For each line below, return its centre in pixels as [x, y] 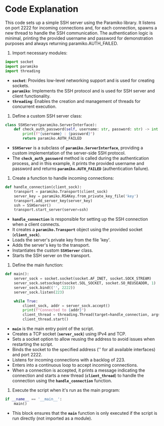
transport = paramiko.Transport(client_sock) [61, 191]
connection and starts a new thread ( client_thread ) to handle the [78, 376]
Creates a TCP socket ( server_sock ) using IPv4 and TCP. [69, 334]
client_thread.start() [46, 319]
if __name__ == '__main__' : [34, 399]
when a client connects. [36, 224]
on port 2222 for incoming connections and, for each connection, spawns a [81, 27]
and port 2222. [27, 355]
